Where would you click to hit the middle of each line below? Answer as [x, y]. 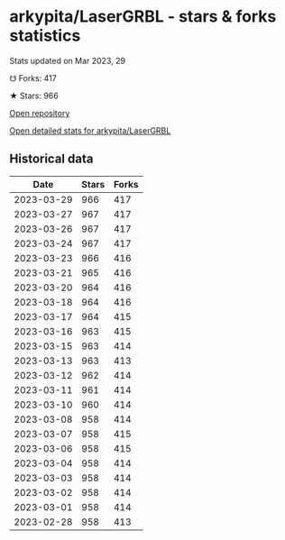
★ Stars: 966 [34, 96]
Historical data [51, 159]
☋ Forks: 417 [33, 78]
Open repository [40, 113]
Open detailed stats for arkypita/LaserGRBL [90, 130]
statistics [45, 36]
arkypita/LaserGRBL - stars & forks [143, 17]
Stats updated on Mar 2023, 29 [68, 60]
